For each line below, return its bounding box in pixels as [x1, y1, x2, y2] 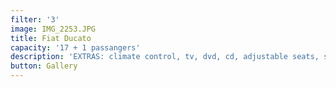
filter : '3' [10, 14, 60, 25]
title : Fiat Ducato [10, 33, 92, 43]
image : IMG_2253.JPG [10, 24, 97, 34]
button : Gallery [10, 61, 78, 71]
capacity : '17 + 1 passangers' [10, 42, 141, 53]
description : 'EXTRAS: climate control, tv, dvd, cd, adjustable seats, [10, 52, 320, 62]
